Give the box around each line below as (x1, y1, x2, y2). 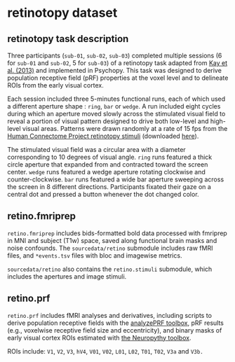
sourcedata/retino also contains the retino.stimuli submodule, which (7, 265, 213, 273)
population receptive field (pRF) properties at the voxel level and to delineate (7, 74, 229, 82)
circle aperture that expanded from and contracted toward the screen (7, 160, 208, 169)
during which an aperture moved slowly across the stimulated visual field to (7, 110, 226, 118)
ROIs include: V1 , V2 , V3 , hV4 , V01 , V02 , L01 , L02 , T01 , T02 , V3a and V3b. (7, 347, 203, 355)
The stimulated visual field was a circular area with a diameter (7, 146, 186, 153)
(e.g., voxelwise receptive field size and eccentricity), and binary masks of (7, 326, 222, 334)
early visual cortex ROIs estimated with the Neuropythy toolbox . (7, 333, 192, 342)
